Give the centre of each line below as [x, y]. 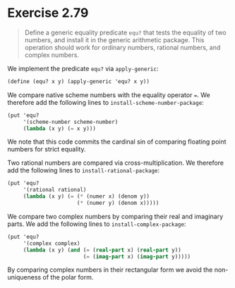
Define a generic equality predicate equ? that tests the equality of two [126, 32]
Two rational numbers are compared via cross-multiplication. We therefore [116, 163]
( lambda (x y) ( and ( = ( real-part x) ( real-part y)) [102, 250]
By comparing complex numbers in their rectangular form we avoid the [110, 270]
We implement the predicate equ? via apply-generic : [83, 68]
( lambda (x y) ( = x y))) [60, 128]
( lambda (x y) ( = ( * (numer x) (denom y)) [86, 196]
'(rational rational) [55, 190]
